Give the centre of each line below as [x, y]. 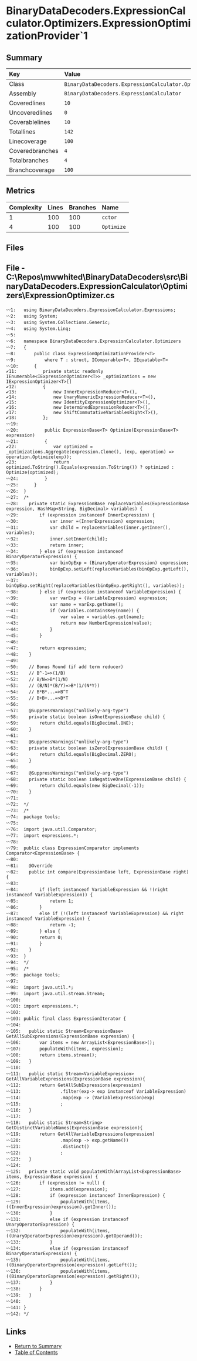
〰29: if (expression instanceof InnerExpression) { [81, 515]
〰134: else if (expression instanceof [67, 1249]
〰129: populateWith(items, [58, 1202]
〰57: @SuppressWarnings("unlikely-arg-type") [67, 711]
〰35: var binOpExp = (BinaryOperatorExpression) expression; [98, 563]
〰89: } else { [33, 931]
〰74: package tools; [33, 817]
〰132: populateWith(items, [58, 1231]
